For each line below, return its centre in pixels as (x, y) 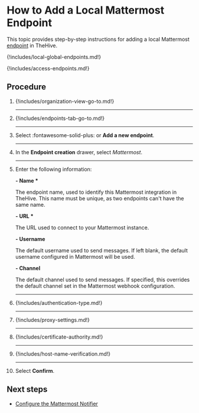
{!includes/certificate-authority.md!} (59, 337)
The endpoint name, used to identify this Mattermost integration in (96, 192)
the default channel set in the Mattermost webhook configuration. (95, 286)
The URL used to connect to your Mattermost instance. (82, 227)
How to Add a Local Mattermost (86, 10)
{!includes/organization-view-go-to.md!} (65, 101)
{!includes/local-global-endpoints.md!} (54, 57)
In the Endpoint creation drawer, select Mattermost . (79, 152)
